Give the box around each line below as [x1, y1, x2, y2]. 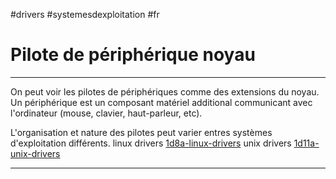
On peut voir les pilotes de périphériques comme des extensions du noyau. [10, 85, 320, 98]
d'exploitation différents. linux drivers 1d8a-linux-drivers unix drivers [10, 137, 292, 149]
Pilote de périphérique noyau [10, 44, 256, 66]
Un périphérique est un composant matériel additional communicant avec [10, 96, 313, 108]
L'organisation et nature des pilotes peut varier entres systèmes [10, 126, 273, 138]
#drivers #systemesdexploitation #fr [10, 9, 160, 20]
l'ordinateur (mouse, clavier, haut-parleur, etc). [10, 107, 203, 119]
